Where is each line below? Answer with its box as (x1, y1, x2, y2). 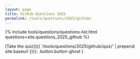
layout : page (5, 7, 31, 12)
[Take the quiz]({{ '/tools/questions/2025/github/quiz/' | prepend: (5, 44, 136, 49)
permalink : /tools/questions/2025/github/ (5, 16, 92, 21)
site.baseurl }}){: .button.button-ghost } (5, 48, 84, 54)
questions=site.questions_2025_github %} (5, 34, 90, 40)
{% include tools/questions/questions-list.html (5, 29, 98, 35)
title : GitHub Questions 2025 (5, 12, 66, 16)
